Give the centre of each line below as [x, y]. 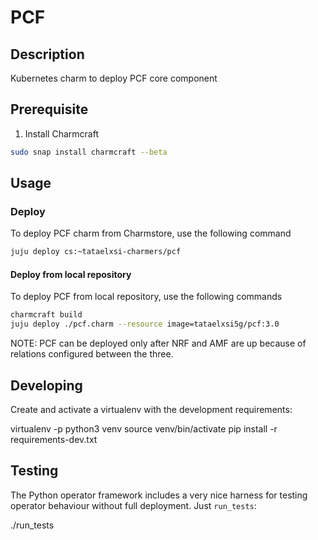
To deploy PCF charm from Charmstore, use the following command [151, 233]
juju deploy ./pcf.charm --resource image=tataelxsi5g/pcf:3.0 [145, 324]
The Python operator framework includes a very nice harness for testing [159, 495]
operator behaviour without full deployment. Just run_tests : [133, 505]
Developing [46, 385]
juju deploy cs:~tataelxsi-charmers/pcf [96, 252]
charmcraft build [46, 315]
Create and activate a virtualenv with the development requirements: [151, 410]
